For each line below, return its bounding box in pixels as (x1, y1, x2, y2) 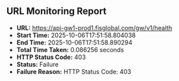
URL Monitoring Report (6, 5, 107, 17)
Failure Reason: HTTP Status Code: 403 (16, 67, 131, 76)
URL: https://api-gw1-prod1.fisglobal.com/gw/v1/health (16, 23, 173, 32)
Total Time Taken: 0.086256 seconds (16, 45, 125, 54)
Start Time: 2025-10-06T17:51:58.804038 (16, 31, 136, 39)
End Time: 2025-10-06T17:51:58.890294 (16, 38, 133, 47)
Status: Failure (16, 60, 59, 68)
